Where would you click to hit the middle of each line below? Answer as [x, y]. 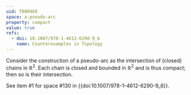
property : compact [28, 22]
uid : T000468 [22, 11]
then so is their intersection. [40, 74]
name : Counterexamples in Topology [60, 44]
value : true [20, 28]
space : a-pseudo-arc [31, 17]
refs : [13, 33]
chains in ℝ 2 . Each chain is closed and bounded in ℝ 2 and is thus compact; [96, 67]
